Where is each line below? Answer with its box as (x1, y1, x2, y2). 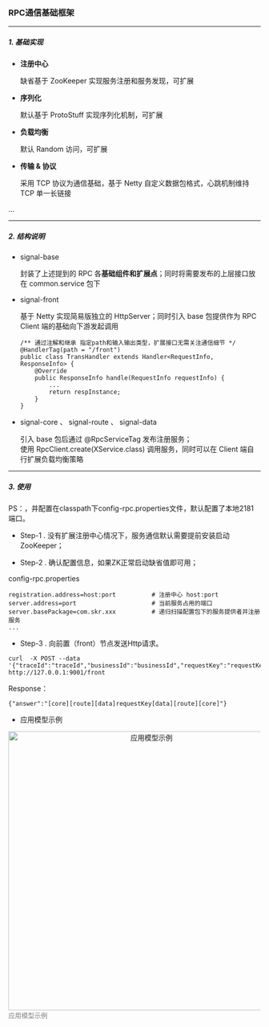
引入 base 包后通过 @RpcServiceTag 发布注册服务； (19, 434, 192, 444)
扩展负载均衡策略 (26, 454, 84, 464)
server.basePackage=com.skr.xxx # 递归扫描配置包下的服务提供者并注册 (8, 608, 260, 616)
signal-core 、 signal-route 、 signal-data (19, 418, 158, 427)
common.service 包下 (29, 279, 101, 288)
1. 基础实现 (8, 37, 44, 47)
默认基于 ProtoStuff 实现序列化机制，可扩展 (19, 110, 163, 120)
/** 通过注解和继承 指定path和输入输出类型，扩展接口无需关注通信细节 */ (19, 339, 236, 347)
